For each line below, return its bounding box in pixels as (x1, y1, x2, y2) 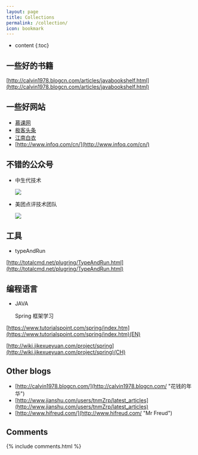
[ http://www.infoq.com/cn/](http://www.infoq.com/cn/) (14, 141, 150, 148)
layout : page (6, 8, 39, 15)
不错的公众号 (6, 160, 54, 170)
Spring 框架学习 (14, 312, 54, 320)
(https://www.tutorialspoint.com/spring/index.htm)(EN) (6, 331, 141, 338)
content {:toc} (14, 42, 49, 49)
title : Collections (6, 14, 55, 20)
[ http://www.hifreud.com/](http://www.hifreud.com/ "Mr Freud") (14, 410, 173, 417)
